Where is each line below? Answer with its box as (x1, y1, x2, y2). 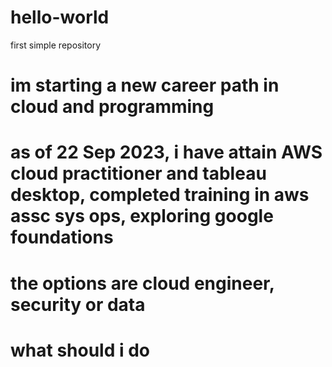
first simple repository (10, 39, 101, 51)
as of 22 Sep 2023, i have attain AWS (10, 141, 323, 164)
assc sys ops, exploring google (10, 205, 274, 228)
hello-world (10, 6, 110, 29)
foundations (10, 226, 114, 249)
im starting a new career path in (10, 74, 280, 97)
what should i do (10, 339, 151, 361)
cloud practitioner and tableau (10, 162, 267, 185)
